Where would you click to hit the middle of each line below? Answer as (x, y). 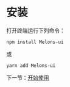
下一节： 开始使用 (28, 77)
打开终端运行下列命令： (36, 30)
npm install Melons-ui (35, 42)
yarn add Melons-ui (31, 65)
